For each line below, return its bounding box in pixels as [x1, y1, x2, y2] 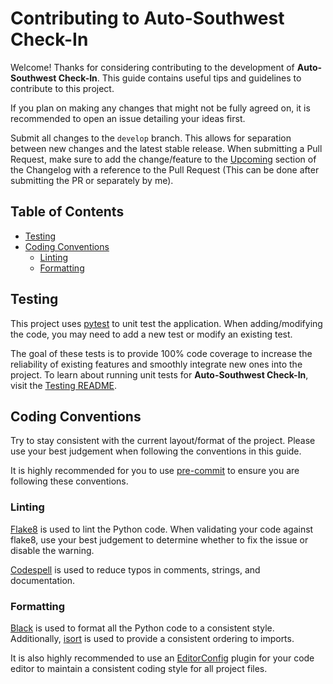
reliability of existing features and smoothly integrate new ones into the [10, 358, 303, 370]
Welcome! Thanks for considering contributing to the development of [10, 61, 295, 73]
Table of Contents [10, 203, 125, 221]
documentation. [10, 574, 76, 586]
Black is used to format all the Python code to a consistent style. [10, 622, 275, 634]
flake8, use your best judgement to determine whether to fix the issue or [10, 533, 309, 546]
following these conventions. [10, 475, 129, 487]
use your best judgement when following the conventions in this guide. [10, 445, 302, 457]
